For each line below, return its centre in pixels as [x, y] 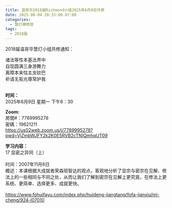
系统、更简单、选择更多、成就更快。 [44, 183]
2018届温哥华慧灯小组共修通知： [40, 49]
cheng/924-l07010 [25, 200]
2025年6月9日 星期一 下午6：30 [39, 102]
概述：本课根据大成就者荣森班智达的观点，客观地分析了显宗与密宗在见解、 [84, 171]
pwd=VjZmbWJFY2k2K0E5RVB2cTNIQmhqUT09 [57, 135]
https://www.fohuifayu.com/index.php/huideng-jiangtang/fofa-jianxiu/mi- [82, 194]
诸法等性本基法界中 [26, 60]
